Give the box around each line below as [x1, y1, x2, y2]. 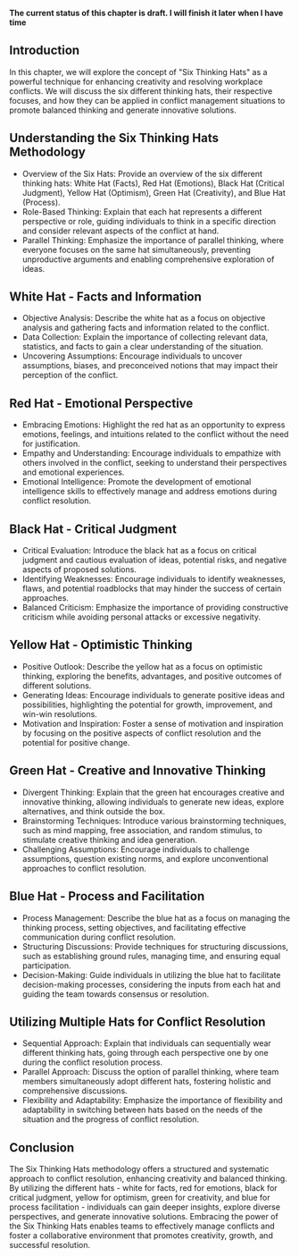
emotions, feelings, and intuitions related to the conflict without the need [21, 429, 289, 440]
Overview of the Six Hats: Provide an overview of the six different [21, 168, 263, 179]
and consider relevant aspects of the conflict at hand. [21, 225, 220, 236]
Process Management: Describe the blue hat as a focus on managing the [21, 912, 291, 924]
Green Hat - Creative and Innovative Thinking [9, 763, 266, 779]
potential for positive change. [21, 737, 130, 747]
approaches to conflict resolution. [21, 863, 147, 873]
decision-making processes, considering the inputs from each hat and [21, 979, 281, 990]
